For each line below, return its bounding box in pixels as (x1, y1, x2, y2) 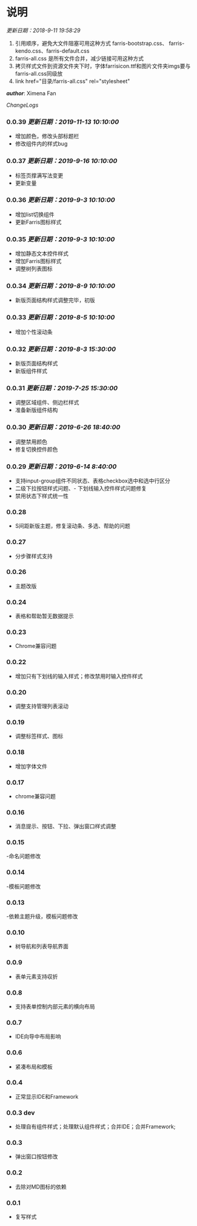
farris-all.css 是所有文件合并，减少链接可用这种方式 (15, 55, 144, 62)
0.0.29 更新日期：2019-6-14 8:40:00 (6, 462, 117, 470)
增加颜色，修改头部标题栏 (15, 133, 79, 140)
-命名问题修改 (6, 853, 41, 860)
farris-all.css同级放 (15, 70, 63, 77)
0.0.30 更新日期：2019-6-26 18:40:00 (6, 423, 121, 431)
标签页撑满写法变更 (15, 172, 64, 179)
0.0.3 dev (6, 1108, 35, 1117)
